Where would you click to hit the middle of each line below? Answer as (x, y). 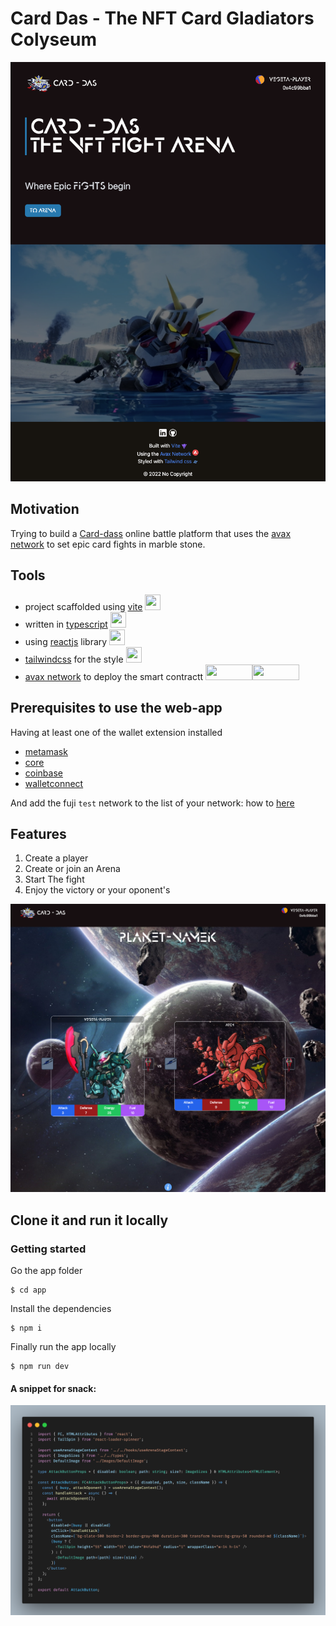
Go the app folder (46, 1271)
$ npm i (26, 1328)
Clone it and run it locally (89, 1220)
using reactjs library (66, 641)
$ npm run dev (40, 1367)
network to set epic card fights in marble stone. (108, 544)
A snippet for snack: (53, 1388)
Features (38, 833)
